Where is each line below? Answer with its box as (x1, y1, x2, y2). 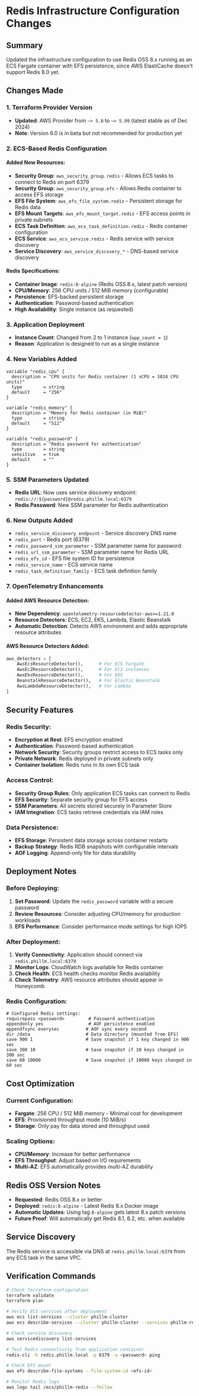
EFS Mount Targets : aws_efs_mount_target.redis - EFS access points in (14, 210, 191, 217)
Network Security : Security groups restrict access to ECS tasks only (14, 749, 184, 756)
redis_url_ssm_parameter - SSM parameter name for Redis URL (14, 549, 169, 556)
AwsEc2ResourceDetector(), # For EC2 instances (17, 667, 150, 673)
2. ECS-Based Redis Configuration (6, 144, 107, 152)
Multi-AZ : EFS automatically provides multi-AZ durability (14, 1163, 153, 1170)
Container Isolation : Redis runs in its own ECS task (14, 761, 140, 768)
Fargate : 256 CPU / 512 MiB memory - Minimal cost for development (14, 1109, 182, 1117)
